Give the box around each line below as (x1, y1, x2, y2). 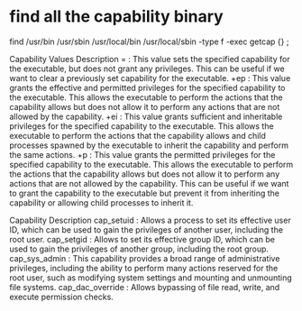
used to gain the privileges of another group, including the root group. (9, 243, 269, 254)
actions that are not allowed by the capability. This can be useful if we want (9, 178, 289, 188)
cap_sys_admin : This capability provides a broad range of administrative (9, 252, 280, 263)
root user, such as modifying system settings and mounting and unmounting (9, 272, 293, 283)
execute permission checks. (9, 291, 114, 302)
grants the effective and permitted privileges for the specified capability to (9, 82, 286, 93)
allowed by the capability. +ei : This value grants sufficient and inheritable (9, 111, 283, 122)
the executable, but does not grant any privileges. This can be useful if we (9, 63, 286, 74)
